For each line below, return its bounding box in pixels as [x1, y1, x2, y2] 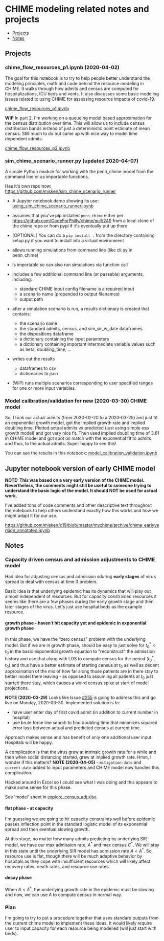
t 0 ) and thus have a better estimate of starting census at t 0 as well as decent [5, 662, 159, 669]
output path [19, 296, 43, 302]
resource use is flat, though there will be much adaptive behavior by [5, 853, 142, 859]
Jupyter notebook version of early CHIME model [5, 464, 155, 472]
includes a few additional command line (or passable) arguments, [12, 271, 144, 277]
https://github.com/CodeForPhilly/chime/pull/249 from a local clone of [12, 218, 154, 224]
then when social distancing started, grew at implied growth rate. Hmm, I [5, 754, 152, 760]
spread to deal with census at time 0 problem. [5, 579, 98, 584]
